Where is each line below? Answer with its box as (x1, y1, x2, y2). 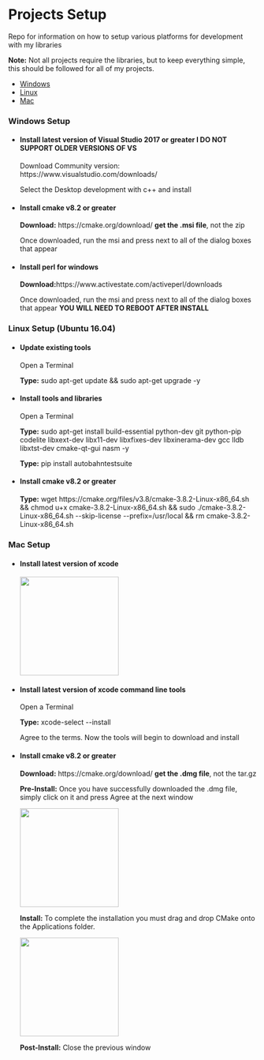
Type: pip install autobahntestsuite (19, 458, 132, 468)
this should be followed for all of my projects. (8, 63, 155, 73)
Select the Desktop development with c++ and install (19, 185, 191, 194)
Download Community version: (19, 161, 121, 171)
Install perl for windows (19, 262, 99, 272)
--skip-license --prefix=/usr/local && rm (75, 511, 205, 521)
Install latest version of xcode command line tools (19, 685, 187, 694)
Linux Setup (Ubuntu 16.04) (8, 323, 116, 334)
